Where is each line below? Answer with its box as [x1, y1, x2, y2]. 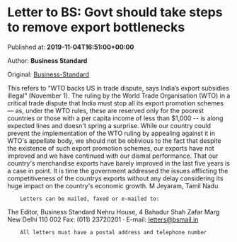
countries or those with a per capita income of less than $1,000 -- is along [7, 114, 224, 122]
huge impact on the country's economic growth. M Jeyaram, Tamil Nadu [7, 181, 219, 190]
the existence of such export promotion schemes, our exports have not [7, 144, 214, 152]
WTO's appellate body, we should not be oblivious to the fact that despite [7, 136, 221, 145]
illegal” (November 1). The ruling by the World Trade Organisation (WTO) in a [7, 91, 231, 100]
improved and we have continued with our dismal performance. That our [7, 151, 219, 160]
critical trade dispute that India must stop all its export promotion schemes [7, 98, 224, 107]
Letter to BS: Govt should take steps [7, 4, 223, 21]
